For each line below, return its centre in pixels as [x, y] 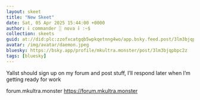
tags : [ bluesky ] [26, 56]
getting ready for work [34, 79]
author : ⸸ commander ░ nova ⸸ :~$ [48, 28]
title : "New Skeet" [30, 17]
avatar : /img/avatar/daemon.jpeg [48, 45]
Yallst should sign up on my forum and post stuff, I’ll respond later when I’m [98, 73]
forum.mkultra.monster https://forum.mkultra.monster [72, 90]
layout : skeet [24, 12]
